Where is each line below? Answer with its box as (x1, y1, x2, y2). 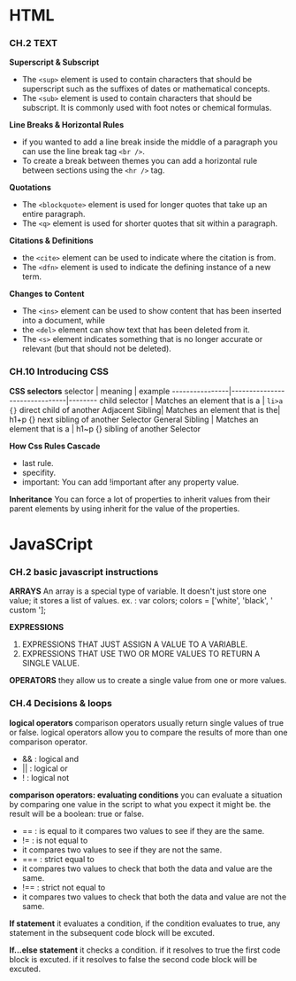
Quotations (9, 183, 51, 193)
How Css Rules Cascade (9, 440, 101, 451)
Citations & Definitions (9, 236, 95, 246)
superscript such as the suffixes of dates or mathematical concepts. (21, 83, 270, 94)
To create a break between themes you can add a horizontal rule (21, 156, 258, 167)
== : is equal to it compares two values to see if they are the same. (21, 825, 265, 836)
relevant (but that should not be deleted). (21, 343, 172, 354)
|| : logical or (21, 763, 68, 774)
